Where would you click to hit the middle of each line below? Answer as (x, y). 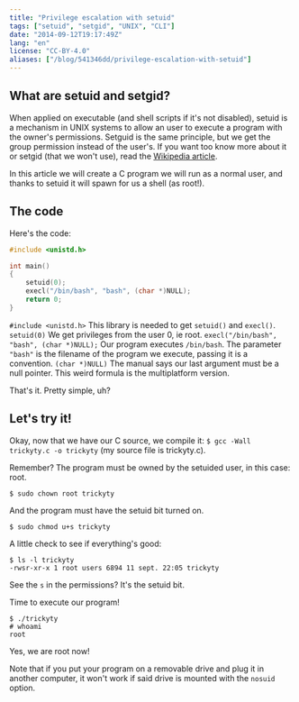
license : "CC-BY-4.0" (50, 51)
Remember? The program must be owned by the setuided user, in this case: (150, 467)
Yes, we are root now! (50, 651)
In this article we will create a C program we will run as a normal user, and (146, 173)
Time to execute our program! (64, 602)
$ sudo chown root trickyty (62, 493)
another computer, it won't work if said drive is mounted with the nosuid (142, 678)
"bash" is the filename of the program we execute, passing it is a (129, 353)
